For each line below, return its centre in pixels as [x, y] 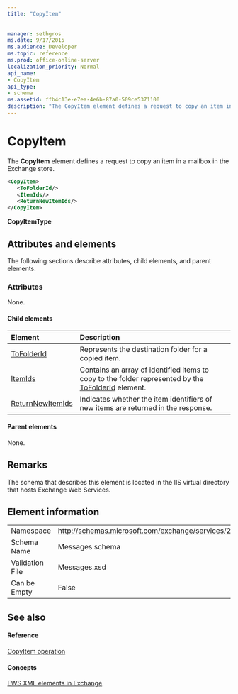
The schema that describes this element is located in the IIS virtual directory [118, 482]
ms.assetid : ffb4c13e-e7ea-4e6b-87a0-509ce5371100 [84, 100]
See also [27, 617]
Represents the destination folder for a [143, 349]
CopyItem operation [36, 651]
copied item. [100, 358]
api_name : [22, 73]
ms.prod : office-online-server [53, 60]
